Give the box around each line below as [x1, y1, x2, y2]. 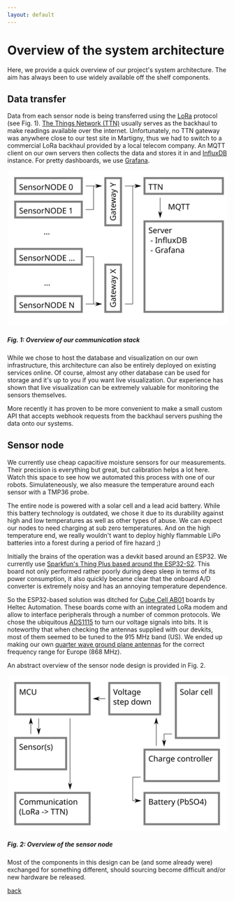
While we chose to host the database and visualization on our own [7, 354, 198, 362]
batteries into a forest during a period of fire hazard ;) [7, 538, 161, 547]
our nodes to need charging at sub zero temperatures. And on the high [7, 524, 211, 532]
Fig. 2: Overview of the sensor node [7, 840, 113, 848]
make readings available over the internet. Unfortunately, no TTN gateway [7, 127, 220, 135]
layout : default [7, 11, 54, 18]
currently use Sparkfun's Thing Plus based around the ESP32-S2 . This [7, 559, 210, 568]
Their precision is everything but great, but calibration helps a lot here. [7, 466, 210, 474]
